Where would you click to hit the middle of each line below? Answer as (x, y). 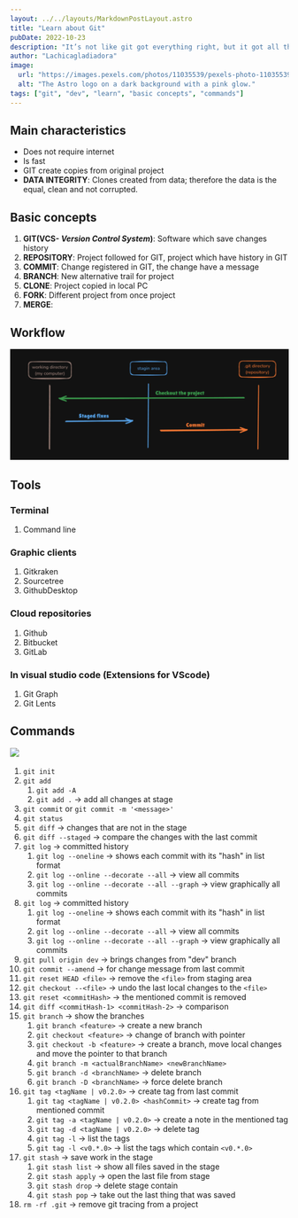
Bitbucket (40, 642)
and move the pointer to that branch (101, 1053)
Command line (49, 530)
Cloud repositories (51, 613)
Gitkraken (40, 572)
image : (22, 66)
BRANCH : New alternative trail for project (99, 277)
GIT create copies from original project (93, 171)
